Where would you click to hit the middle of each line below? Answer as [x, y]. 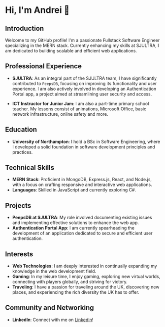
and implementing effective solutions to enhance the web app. [76, 223]
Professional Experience [44, 66]
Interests [19, 254]
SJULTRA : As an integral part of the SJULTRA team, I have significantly [84, 78]
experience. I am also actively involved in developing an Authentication [84, 89]
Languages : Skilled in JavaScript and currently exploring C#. [74, 190]
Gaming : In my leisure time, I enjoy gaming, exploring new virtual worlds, [86, 277]
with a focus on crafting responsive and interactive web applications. [82, 185]
